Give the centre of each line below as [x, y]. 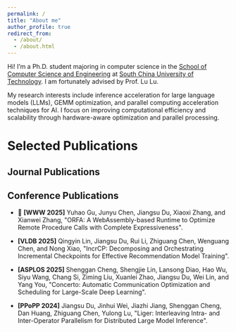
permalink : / [26, 14]
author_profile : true [39, 27]
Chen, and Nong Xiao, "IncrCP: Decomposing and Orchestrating [111, 249]
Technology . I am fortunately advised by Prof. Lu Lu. [83, 81]
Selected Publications [73, 146]
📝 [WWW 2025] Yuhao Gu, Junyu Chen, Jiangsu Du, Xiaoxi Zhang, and [121, 212]
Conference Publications [63, 195]
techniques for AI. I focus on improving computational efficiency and [107, 110]
